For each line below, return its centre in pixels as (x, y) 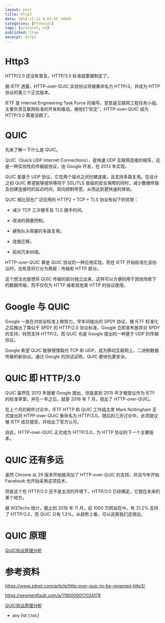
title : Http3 (18, 14)
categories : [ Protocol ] (30, 23)
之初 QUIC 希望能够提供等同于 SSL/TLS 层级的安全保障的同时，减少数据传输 (82, 183)
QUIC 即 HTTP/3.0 (43, 378)
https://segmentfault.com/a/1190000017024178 (53, 595)
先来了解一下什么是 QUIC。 (33, 149)
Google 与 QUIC (37, 307)
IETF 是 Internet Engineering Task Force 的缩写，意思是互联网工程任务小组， (83, 103)
